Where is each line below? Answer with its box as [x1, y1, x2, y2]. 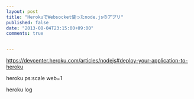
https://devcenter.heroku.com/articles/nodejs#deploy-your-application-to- [6, 57, 188, 64]
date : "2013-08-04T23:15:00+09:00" [6, 25, 94, 31]
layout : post [6, 8, 38, 15]
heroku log [6, 86, 33, 93]
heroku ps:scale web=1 [6, 75, 63, 82]
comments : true [6, 31, 44, 37]
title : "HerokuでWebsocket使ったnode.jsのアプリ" [6, 14, 124, 20]
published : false [6, 19, 49, 25]
